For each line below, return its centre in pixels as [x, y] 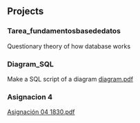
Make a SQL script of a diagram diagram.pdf [70, 79]
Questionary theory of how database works [69, 46]
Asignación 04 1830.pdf [41, 112]
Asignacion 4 [30, 97]
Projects [26, 11]
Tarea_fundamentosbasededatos [64, 31]
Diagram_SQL [30, 64]
